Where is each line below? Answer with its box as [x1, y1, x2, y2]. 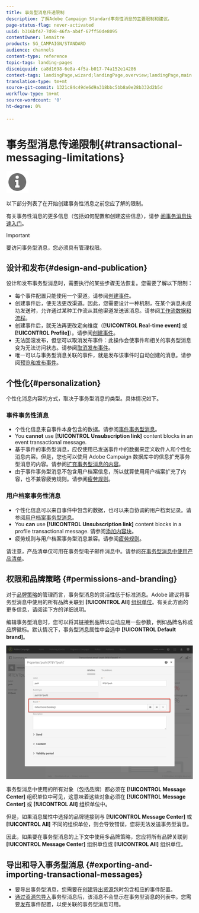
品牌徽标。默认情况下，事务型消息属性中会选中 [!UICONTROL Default [6, 626, 176, 633]
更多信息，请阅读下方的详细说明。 [6, 606, 89, 613]
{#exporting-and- [85, 860, 153, 870]
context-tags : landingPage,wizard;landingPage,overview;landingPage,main [6, 72, 192, 78]
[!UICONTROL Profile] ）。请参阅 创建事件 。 [14, 329, 119, 336]
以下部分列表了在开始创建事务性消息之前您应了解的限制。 [6, 199, 146, 207]
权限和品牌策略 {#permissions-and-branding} [6, 574, 178, 584]
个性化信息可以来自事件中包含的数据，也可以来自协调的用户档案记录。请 [14, 506, 191, 513]
